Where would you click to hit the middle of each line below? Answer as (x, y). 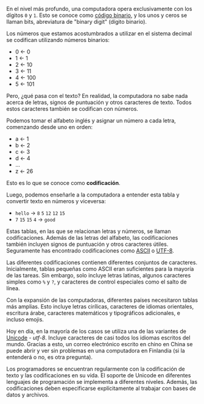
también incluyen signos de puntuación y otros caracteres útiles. (87, 244)
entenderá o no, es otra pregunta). (50, 357)
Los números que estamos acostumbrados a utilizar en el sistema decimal (99, 33)
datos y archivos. (28, 395)
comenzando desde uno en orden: (50, 127)
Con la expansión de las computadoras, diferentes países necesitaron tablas (102, 300)
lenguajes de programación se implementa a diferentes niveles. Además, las (102, 382)
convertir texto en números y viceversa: (56, 201)
